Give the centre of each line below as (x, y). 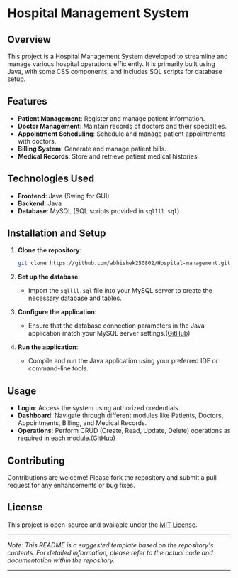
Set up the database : (49, 277)
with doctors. (37, 141)
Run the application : (48, 347)
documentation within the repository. (61, 560)
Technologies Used (51, 179)
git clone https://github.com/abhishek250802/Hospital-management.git (124, 263)
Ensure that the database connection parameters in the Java (117, 326)
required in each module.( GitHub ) (66, 438)
